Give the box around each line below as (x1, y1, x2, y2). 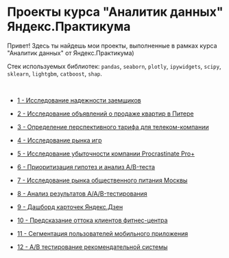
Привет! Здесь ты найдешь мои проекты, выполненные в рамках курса (7, 41, 217, 50)
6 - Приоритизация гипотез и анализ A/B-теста (16, 162, 156, 171)
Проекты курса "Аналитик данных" (7, 4, 224, 20)
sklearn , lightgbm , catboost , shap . (7, 69, 103, 78)
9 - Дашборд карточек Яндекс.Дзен (16, 202, 123, 211)
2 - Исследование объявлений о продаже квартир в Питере (16, 109, 194, 118)
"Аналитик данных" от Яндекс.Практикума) (7, 49, 135, 57)
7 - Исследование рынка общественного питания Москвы (16, 176, 188, 184)
